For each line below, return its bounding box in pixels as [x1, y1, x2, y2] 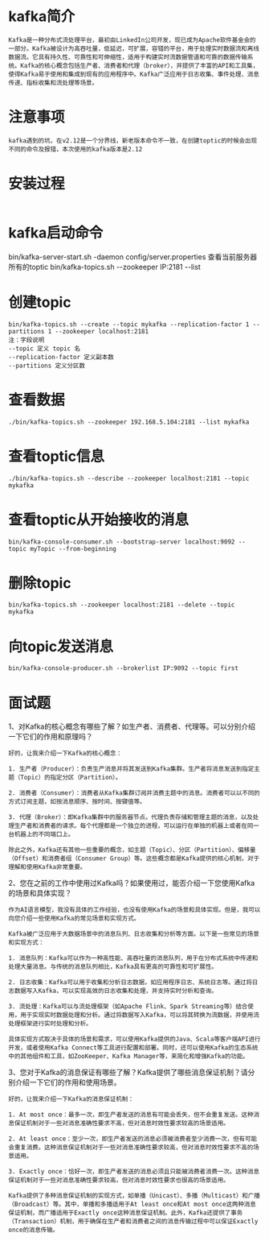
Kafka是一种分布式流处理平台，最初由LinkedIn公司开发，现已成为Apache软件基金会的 [8, 35, 256, 44]
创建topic [8, 293, 71, 311]
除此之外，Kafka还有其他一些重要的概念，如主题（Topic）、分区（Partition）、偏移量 [8, 846, 256, 854]
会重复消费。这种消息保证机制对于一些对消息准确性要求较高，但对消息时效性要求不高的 [8, 1144, 254, 1152]
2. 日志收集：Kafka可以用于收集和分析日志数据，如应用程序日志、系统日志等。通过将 [8, 978, 253, 987]
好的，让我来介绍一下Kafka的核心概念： [8, 750, 123, 758]
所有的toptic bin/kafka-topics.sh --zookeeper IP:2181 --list [8, 262, 201, 271]
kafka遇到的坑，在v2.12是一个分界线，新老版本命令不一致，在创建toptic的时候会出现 [8, 136, 258, 145]
